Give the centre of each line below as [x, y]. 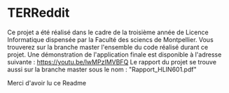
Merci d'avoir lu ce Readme [47, 83]
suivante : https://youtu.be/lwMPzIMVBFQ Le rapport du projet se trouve [112, 62]
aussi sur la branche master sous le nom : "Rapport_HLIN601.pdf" [102, 69]
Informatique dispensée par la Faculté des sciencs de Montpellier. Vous [110, 39]
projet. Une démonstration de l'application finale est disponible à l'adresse [114, 55]
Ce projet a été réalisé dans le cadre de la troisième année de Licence [108, 32]
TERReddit [39, 13]
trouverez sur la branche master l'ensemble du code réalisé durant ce [108, 47]
